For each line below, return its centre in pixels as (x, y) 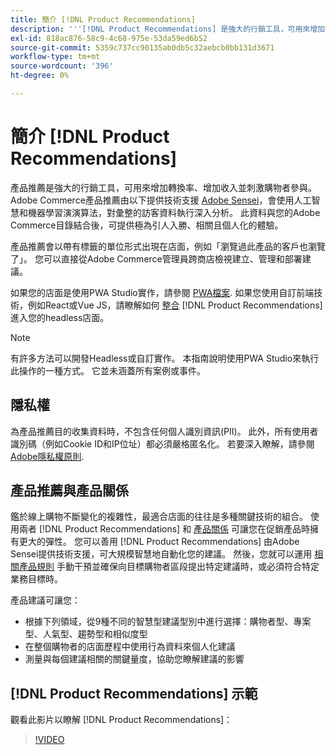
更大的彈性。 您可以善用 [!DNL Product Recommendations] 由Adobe (159, 542)
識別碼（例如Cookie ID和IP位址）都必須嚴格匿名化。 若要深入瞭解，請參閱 (162, 443)
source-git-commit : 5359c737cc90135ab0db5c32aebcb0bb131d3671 (142, 47)
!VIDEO (49, 740)
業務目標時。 (36, 579)
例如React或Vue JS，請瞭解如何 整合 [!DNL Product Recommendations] (175, 305)
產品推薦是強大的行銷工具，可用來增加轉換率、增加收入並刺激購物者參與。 (163, 187)
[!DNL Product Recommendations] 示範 (134, 693)
